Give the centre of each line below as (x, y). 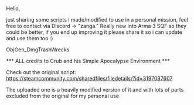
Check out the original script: (41, 72)
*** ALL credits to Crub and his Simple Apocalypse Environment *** (88, 61)
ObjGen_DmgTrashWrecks (38, 50)
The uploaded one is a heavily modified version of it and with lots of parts (95, 90)
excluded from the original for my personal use (62, 96)
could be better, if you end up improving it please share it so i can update (94, 32)
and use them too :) (30, 38)
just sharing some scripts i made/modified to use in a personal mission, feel (97, 20)
